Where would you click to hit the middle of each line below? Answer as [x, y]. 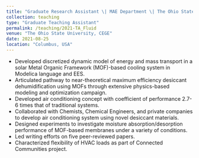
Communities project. [41, 149]
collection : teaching [33, 17]
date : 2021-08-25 [28, 39]
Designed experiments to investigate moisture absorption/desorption [99, 124]
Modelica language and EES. [49, 74]
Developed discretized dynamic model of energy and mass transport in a [104, 61]
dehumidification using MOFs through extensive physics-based [92, 86]
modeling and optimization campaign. [61, 93]
